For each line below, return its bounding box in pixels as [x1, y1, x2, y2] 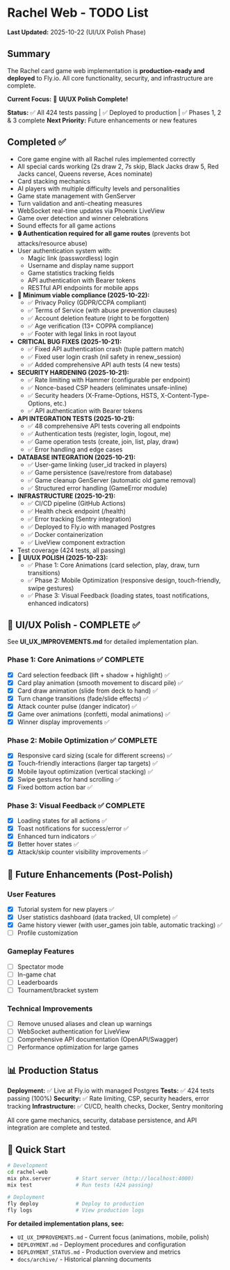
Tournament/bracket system [17, 986, 99, 994]
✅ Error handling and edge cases [27, 445, 123, 453]
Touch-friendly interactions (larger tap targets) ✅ [17, 759, 158, 768]
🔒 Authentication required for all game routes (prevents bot [17, 229, 190, 237]
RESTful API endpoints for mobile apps [27, 283, 139, 291]
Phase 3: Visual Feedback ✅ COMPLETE [7, 801, 145, 810]
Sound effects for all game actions [17, 221, 116, 230]
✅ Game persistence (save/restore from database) [27, 468, 172, 476]
